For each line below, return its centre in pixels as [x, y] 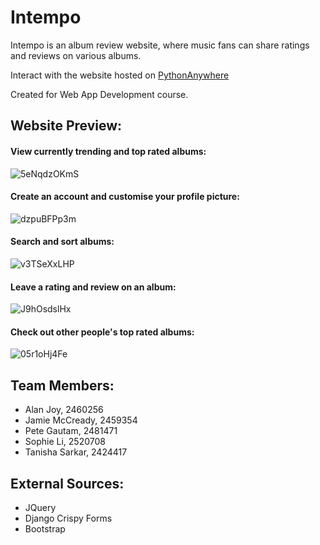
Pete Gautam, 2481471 [71, 431]
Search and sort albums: [62, 242]
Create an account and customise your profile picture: [125, 197]
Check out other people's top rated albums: [102, 332]
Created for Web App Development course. [99, 94]
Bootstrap [45, 528]
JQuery [40, 507]
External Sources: [67, 483]
